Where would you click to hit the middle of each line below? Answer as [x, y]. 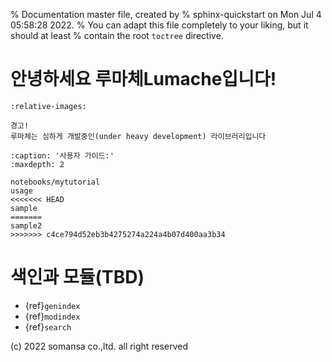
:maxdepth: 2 [37, 164]
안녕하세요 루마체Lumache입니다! [143, 79]
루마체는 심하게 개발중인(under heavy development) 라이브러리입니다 [138, 136]
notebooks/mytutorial [55, 182]
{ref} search [48, 326]
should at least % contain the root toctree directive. [117, 35]
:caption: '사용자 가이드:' [62, 155]
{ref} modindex [52, 316]
